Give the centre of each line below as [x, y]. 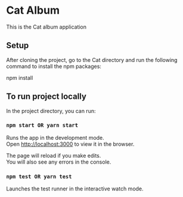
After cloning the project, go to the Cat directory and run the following [92, 60]
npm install [20, 77]
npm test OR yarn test [39, 176]
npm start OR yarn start [42, 125]
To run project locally [46, 97]
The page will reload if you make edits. [54, 155]
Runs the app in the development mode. [55, 137]
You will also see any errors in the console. [59, 162]
